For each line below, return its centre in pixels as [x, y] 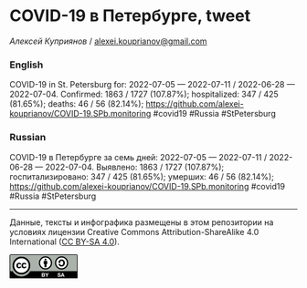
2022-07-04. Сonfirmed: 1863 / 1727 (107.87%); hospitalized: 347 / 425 [144, 94]
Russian [28, 138]
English [26, 65]
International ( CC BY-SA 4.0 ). [65, 242]
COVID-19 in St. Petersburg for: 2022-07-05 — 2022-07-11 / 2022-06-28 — [152, 85]
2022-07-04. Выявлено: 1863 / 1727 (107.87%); [135, 167]
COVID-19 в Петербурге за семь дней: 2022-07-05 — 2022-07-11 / [138, 157]
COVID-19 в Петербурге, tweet [130, 16]
